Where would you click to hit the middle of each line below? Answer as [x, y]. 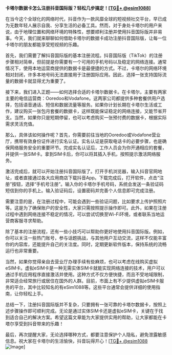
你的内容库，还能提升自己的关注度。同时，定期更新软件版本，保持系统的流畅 [86, 244]
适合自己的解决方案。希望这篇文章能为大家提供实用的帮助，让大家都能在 [86, 317]
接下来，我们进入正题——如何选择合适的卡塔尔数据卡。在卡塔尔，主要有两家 [86, 92]
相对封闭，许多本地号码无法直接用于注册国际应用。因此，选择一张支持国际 [84, 75]
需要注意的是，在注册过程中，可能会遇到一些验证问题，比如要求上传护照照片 [86, 201]
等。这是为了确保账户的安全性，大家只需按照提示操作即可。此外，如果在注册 [86, 208]
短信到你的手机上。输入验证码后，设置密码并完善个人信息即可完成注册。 [81, 191]
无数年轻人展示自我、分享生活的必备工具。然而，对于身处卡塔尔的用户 [83, 25]
